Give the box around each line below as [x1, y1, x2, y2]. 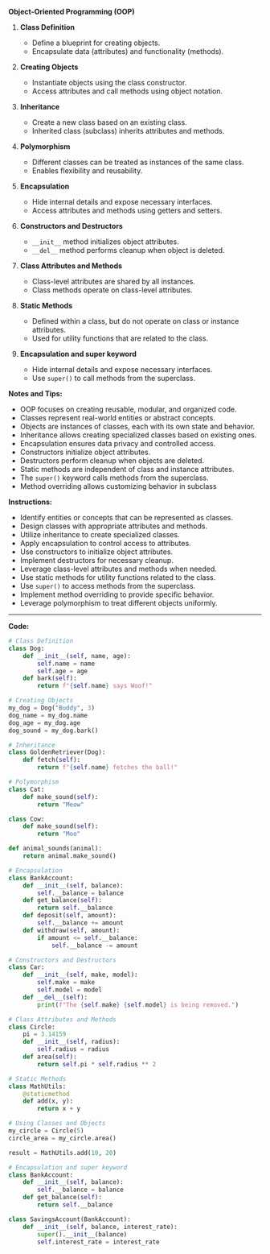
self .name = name [37, 660, 95, 668]
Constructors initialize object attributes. [19, 447, 151, 457]
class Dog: [8, 644, 45, 652]
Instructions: [8, 497, 53, 507]
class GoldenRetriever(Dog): [8, 748, 106, 756]
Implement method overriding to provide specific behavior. [19, 590, 215, 599]
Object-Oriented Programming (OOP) [8, 7, 135, 16]
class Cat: [8, 785, 45, 793]
